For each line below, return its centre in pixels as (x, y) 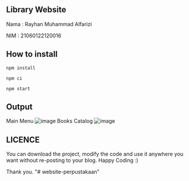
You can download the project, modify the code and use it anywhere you (95, 154)
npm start (18, 88)
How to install (32, 54)
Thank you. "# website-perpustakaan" (53, 172)
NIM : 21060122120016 (34, 36)
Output (19, 107)
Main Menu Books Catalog (49, 121)
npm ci (14, 78)
